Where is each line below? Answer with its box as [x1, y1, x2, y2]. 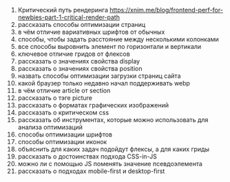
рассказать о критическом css [17, 108, 109, 117]
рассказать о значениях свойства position [17, 65, 143, 72]
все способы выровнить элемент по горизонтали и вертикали [17, 43, 202, 50]
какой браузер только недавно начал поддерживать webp [17, 79, 190, 87]
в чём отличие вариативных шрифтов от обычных [17, 28, 165, 36]
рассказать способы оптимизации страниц [17, 21, 146, 28]
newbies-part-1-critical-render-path [17, 13, 120, 21]
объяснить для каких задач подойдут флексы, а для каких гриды [17, 145, 209, 153]
